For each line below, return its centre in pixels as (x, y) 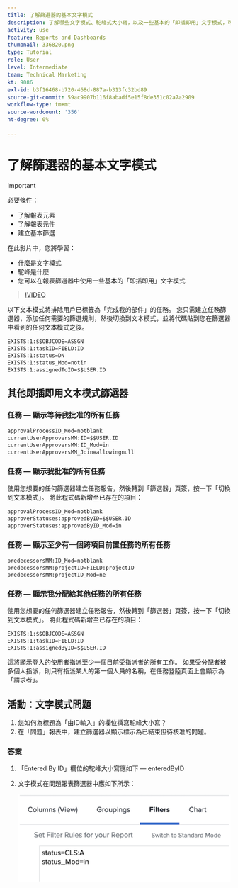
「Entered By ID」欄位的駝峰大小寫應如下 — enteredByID (101, 768)
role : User (23, 60)
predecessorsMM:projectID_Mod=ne (57, 575)
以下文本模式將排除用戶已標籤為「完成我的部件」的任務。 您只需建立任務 (114, 309)
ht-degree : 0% (28, 120)
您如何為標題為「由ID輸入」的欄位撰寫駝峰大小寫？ (92, 723)
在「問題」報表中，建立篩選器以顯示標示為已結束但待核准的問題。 (114, 732)
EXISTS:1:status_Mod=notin (47, 362)
